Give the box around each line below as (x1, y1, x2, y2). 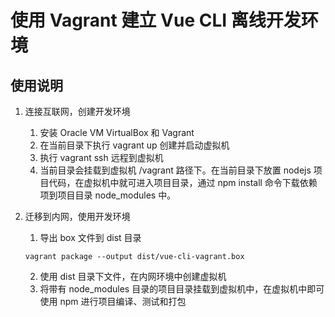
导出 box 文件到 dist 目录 (39, 232, 142, 243)
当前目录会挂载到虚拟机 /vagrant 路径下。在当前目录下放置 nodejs (39, 164, 312, 176)
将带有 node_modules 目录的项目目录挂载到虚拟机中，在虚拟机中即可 (39, 283, 325, 295)
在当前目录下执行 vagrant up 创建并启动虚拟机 (39, 139, 230, 151)
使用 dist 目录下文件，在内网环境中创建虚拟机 (39, 271, 227, 282)
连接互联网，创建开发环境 (24, 106, 131, 117)
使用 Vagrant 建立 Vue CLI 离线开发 (10, 9, 302, 32)
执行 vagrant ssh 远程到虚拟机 (39, 152, 164, 163)
